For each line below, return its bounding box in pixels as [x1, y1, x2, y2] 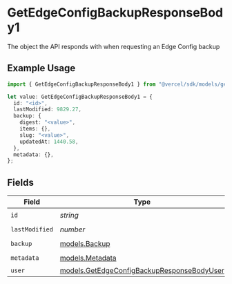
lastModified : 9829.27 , [13, 106, 81, 113]
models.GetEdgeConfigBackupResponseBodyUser [59, 266, 224, 276]
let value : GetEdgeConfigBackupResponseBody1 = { [7, 93, 153, 100]
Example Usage [7, 62, 76, 74]
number [59, 225, 86, 234]
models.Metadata [59, 253, 117, 263]
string [59, 210, 79, 220]
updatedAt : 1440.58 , [19, 138, 79, 145]
